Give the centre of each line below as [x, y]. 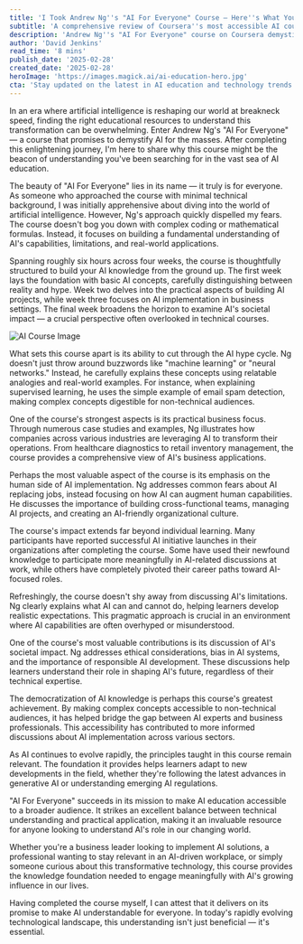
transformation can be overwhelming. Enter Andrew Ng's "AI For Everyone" [149, 130]
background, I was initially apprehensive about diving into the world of [140, 205]
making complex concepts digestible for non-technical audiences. [132, 401]
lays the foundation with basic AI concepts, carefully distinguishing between [151, 280]
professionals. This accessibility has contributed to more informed [132, 727]
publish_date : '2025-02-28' [62, 60]
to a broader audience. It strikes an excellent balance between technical [143, 810]
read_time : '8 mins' [48, 51]
